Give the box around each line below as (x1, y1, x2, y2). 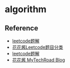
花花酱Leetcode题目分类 (12, 44, 63, 50)
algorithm (5, 4, 47, 15)
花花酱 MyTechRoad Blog (12, 57, 65, 63)
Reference (5, 24, 39, 32)
